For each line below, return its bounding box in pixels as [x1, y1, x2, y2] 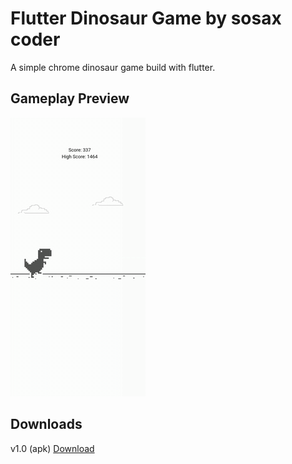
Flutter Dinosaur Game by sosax [10, 7, 282, 30]
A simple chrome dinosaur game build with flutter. [10, 61, 216, 73]
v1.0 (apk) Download [10, 442, 95, 454]
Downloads [10, 416, 83, 433]
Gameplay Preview [10, 90, 130, 107]
